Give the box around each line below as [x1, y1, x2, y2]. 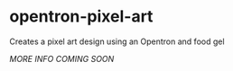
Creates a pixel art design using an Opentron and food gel [9, 36, 225, 47]
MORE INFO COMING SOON [9, 53, 115, 64]
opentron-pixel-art [9, 6, 154, 27]
